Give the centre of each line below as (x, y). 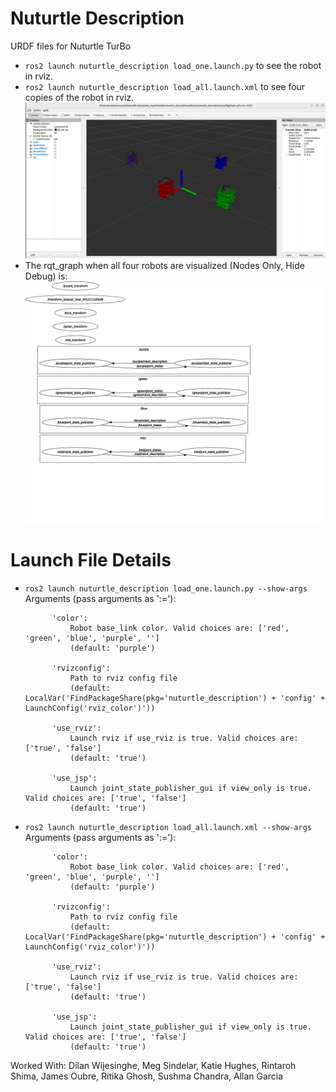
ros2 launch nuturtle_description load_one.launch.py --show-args (166, 588)
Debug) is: (46, 276)
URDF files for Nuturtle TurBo (71, 46)
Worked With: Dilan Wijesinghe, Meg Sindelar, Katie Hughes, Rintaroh (153, 1065)
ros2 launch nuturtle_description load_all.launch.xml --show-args (168, 827)
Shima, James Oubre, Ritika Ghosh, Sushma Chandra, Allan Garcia (147, 1076)
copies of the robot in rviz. (79, 97)
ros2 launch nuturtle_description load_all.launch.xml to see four (165, 86)
